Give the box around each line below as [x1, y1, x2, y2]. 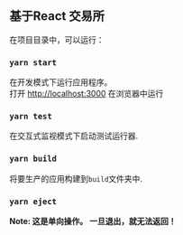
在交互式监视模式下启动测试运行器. [9, 130, 139, 142]
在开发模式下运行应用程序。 [9, 77, 113, 88]
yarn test [9, 111, 52, 122]
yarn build [9, 154, 57, 164]
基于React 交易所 [9, 8, 105, 24]
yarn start [9, 57, 57, 68]
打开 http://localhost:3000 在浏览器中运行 [9, 89, 164, 99]
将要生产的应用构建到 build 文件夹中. [9, 173, 142, 183]
